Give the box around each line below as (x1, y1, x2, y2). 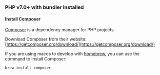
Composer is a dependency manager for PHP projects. (5, 27, 115, 33)
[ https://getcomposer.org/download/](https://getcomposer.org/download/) (5, 41, 155, 47)
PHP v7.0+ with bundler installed (5, 4, 84, 11)
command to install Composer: (5, 56, 67, 62)
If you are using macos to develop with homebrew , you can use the (5, 51, 140, 57)
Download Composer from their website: (5, 36, 87, 42)
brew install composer (5, 65, 51, 71)
